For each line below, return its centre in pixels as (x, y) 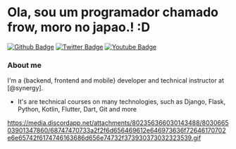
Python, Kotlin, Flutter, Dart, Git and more (77, 109)
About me (25, 65)
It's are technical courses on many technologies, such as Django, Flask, (122, 102)
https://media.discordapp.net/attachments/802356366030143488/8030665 (118, 123)
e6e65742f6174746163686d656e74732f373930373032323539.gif (104, 138)
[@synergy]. (25, 88)
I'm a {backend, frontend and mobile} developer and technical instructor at (116, 81)
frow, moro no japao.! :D (79, 27)
